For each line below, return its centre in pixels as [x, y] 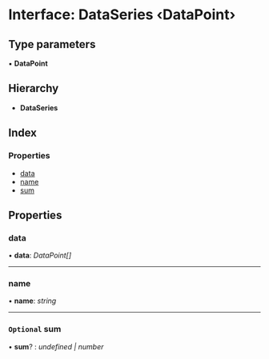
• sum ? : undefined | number [56, 346]
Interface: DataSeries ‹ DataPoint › [122, 15]
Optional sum [35, 329]
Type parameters [52, 44]
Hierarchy [34, 88]
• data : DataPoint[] [40, 255]
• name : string [32, 301]
